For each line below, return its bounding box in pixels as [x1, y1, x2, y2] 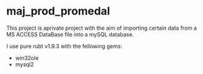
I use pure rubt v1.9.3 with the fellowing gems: [6, 42, 122, 50]
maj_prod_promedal [6, 4, 110, 18]
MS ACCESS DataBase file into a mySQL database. [6, 30, 135, 38]
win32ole [15, 54, 39, 61]
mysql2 [15, 61, 34, 68]
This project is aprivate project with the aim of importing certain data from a [6, 24, 197, 32]
